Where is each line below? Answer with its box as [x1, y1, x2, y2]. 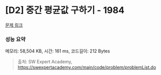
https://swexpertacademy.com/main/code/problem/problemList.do [17, 64, 156, 70]
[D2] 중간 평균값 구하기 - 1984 [5, 4, 125, 16]
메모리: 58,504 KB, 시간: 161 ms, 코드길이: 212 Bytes [5, 48, 110, 54]
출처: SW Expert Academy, [17, 58, 72, 65]
